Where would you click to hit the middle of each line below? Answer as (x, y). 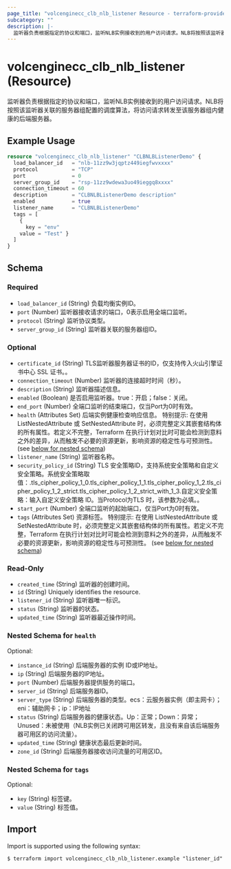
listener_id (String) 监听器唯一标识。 (70, 600)
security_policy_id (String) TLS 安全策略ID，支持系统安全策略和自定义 (118, 465)
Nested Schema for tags (48, 769)
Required (23, 287)
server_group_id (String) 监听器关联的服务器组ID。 (89, 329)
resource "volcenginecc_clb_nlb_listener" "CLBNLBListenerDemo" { (104, 156)
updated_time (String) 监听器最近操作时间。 (78, 617)
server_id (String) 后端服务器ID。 (64, 691)
